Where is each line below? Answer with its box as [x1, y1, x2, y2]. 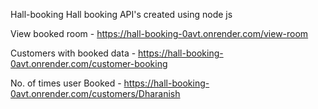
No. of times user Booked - [10, 77, 122, 89]
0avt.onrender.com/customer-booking [10, 58, 168, 69]
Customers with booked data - [10, 47, 137, 59]
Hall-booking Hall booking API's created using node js [10, 9, 233, 20]
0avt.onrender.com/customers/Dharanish [10, 88, 181, 99]
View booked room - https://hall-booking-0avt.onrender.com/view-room [10, 28, 309, 39]
